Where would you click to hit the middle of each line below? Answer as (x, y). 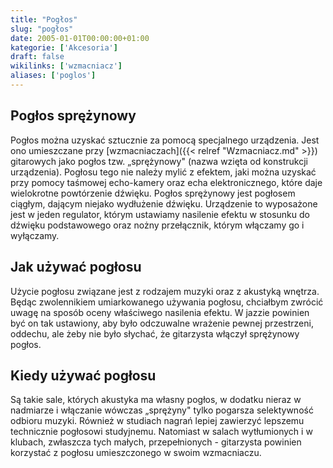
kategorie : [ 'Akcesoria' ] (64, 47)
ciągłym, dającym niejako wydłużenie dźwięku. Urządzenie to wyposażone (164, 203)
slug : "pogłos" (42, 29)
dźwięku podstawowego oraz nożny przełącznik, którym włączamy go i (157, 225)
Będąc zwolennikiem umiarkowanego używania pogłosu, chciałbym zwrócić (167, 302)
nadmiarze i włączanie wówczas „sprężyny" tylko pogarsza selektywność (162, 410)
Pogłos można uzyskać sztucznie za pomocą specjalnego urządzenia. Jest (165, 140)
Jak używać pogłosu (76, 267)
